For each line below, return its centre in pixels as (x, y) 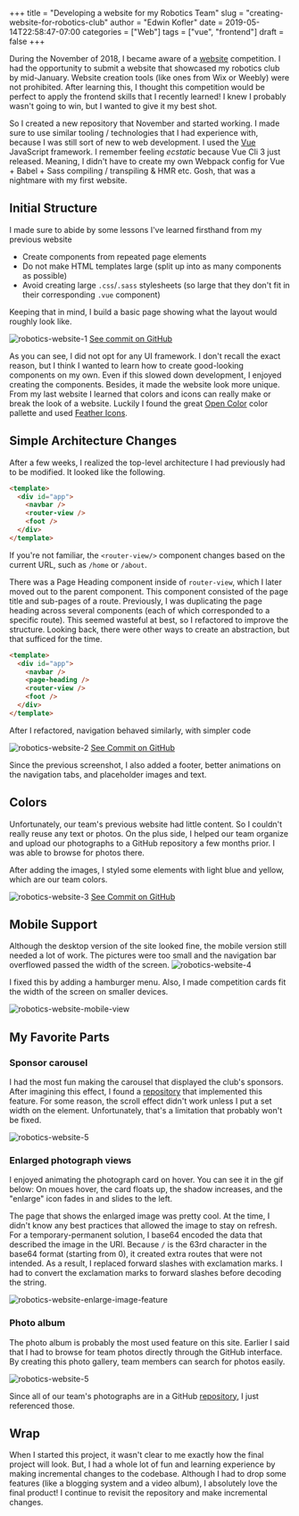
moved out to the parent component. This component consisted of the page (149, 591)
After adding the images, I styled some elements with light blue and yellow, (147, 870)
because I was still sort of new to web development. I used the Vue (133, 142)
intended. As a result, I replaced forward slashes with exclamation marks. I (146, 1263)
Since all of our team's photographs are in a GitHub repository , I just (134, 1395)
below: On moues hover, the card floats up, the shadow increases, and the (146, 1189)
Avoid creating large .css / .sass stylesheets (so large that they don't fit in (156, 285)
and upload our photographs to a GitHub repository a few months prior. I (142, 843)
